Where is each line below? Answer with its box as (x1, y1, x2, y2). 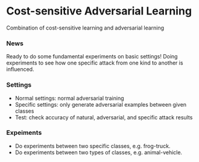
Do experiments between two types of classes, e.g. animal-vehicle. (14, 149, 183, 156)
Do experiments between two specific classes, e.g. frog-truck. (14, 142, 171, 149)
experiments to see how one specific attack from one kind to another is (6, 59, 183, 67)
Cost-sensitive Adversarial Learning (6, 4, 192, 18)
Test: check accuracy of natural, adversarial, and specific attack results (14, 113, 193, 121)
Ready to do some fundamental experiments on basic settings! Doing (6, 53, 178, 60)
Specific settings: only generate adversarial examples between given (14, 101, 187, 108)
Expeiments (6, 128, 42, 137)
